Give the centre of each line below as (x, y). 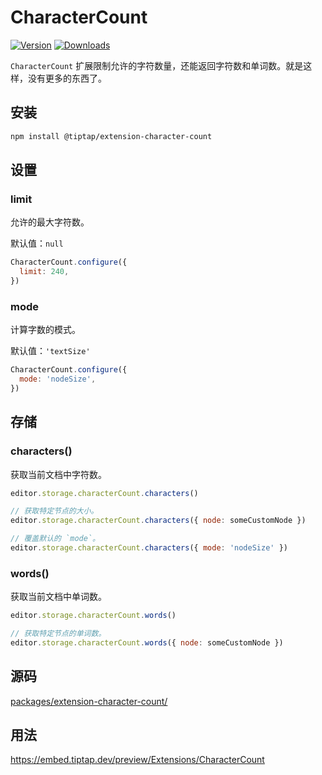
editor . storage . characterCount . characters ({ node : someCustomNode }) (158, 521)
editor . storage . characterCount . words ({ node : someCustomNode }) (147, 642)
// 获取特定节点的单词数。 (58, 634)
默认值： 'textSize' (50, 351)
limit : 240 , (44, 272)
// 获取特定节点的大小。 (54, 511)
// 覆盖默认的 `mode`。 (55, 539)
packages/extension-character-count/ (89, 701)
